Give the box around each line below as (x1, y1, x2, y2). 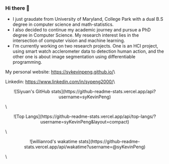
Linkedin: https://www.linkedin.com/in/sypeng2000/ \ (5, 78, 115, 85)
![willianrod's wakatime (29, 139, 78, 145)
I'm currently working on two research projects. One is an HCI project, (12, 43, 158, 49)
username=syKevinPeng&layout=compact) (40, 119, 130, 125)
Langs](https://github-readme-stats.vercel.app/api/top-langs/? (25, 113, 156, 119)
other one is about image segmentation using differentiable (12, 54, 136, 60)
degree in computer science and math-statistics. (12, 21, 114, 27)
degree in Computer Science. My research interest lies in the (12, 32, 139, 38)
